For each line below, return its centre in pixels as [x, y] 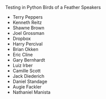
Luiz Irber [23, 65]
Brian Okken [26, 49]
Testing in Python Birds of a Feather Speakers [53, 7]
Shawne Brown [28, 28]
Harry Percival [28, 44]
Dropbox [22, 38]
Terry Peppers [28, 17]
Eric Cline [23, 55]
